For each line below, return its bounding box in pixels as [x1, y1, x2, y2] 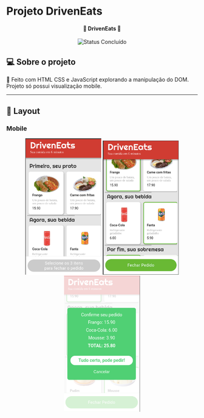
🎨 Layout [6, 105, 41, 116]
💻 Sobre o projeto [6, 57, 76, 67]
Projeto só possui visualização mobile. [6, 82, 102, 90]
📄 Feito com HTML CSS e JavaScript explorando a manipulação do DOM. [6, 76, 189, 83]
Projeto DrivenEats [6, 4, 103, 18]
